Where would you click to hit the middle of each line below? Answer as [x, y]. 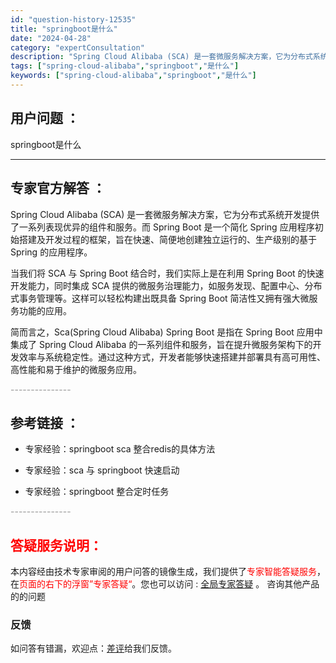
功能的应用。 [45, 310]
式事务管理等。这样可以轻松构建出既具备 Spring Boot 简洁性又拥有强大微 [160, 298]
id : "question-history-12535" [73, 19]
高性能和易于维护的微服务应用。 [76, 369]
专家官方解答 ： [58, 188]
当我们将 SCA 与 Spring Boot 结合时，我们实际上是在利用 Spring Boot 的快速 [167, 273]
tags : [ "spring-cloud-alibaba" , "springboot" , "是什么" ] [125, 66]
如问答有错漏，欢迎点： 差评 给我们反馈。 [93, 648]
